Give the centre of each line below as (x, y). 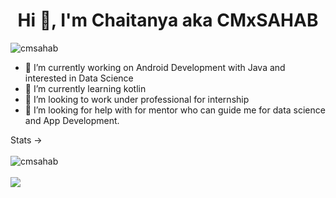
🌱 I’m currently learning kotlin (85, 88)
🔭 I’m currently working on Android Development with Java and (155, 67)
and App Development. (72, 120)
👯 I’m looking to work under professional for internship (137, 99)
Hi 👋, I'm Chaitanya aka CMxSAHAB (168, 20)
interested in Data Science (79, 78)
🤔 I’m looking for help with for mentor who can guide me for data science (175, 110)
